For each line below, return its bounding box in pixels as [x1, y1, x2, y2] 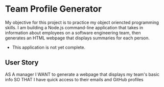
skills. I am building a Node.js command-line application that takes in [5, 24, 143, 30]
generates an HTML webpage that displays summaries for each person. [5, 35, 150, 41]
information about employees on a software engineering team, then [5, 30, 141, 35]
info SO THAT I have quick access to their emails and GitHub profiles [5, 76, 143, 82]
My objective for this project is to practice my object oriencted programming [5, 19, 159, 25]
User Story [5, 58, 39, 67]
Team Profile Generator [5, 3, 102, 15]
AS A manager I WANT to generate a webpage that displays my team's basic [5, 71, 160, 77]
